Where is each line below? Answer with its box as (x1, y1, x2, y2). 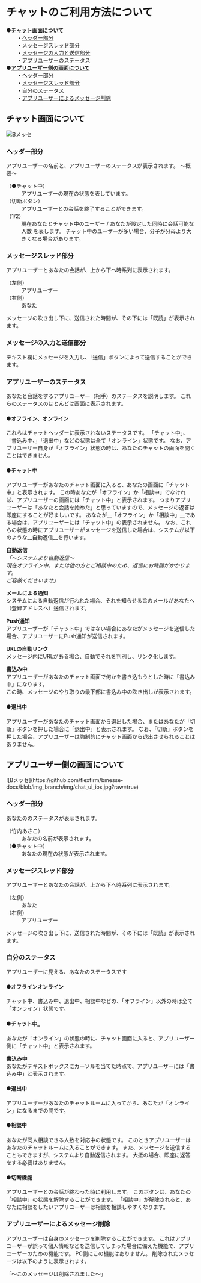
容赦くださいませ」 (11, 577, 59, 584)
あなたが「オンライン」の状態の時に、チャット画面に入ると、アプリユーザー (6, 1034, 195, 1042)
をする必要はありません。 (6, 1159, 70, 1166)
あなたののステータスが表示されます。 (6, 814, 101, 822)
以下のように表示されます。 (22, 1257, 90, 1264)
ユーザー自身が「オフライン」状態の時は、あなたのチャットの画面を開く (16, 444, 196, 452)
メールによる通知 (6, 589, 49, 597)
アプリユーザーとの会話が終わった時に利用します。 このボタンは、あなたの (6, 1188, 191, 1196)
